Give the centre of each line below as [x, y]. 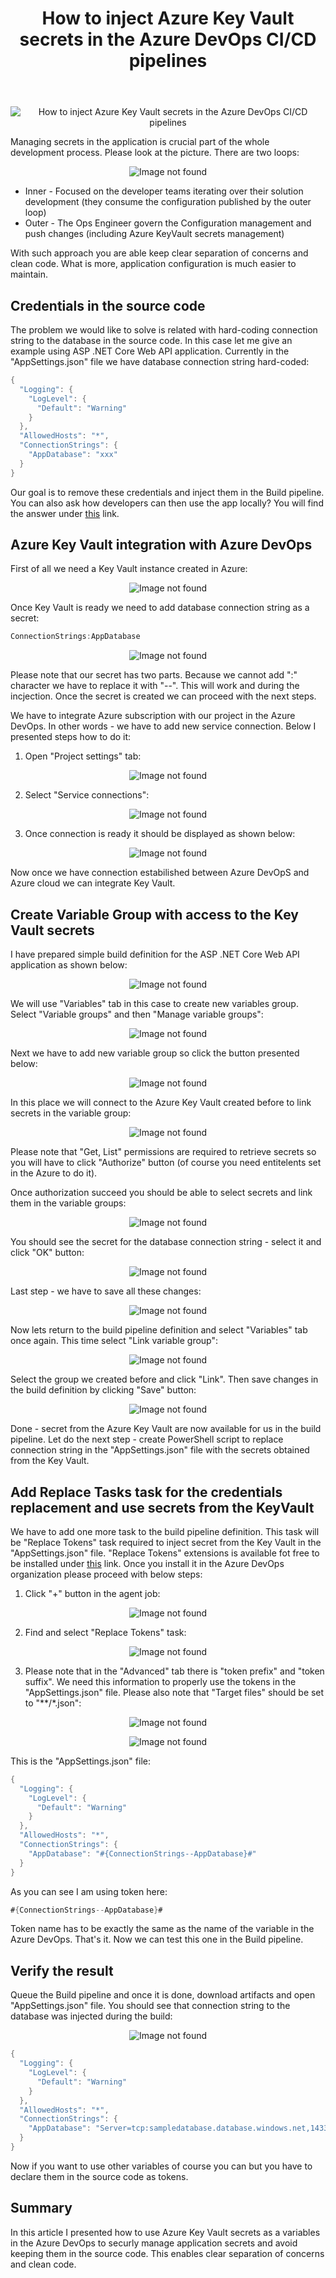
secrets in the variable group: [71, 1113]
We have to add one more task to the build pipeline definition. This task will [165, 1531]
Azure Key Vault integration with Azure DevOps [161, 545]
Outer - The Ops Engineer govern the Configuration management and [168, 223]
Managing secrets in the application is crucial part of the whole [140, 142]
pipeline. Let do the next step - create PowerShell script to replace [147, 1439]
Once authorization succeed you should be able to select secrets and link [161, 1193]
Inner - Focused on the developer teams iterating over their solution [164, 191]
